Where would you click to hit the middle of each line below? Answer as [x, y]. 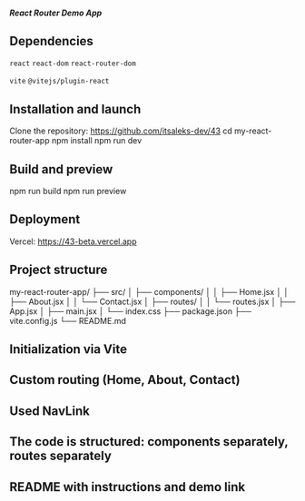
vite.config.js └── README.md [68, 320]
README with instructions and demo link [128, 487]
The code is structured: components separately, [149, 442]
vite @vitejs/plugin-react [59, 82]
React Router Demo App [56, 13]
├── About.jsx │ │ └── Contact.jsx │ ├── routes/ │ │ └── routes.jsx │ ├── [152, 301]
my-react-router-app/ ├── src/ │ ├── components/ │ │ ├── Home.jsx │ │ [149, 291]
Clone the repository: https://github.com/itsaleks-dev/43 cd [121, 131]
